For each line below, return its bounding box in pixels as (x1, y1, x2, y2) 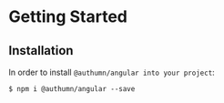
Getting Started (8, 6, 128, 27)
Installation (8, 43, 74, 58)
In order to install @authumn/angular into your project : (8, 67, 215, 77)
